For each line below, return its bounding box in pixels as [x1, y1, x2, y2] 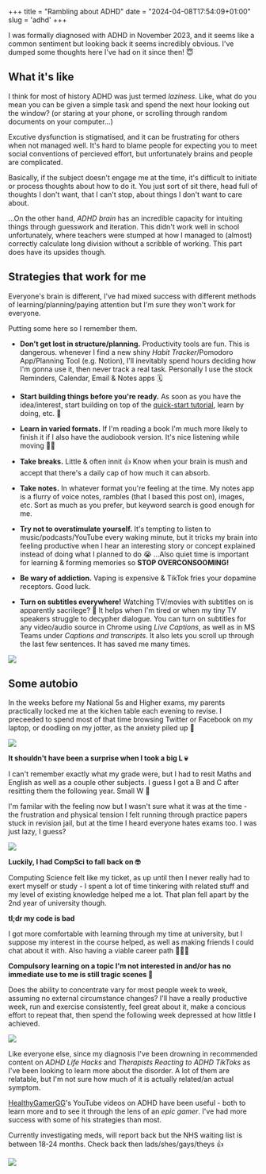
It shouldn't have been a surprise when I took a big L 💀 [8, 753, 188, 763]
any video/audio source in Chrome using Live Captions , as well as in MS [19, 622, 256, 632]
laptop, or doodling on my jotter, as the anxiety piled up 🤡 [8, 723, 196, 733]
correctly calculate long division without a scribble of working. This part [8, 238, 243, 248]
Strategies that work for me [8, 270, 146, 284]
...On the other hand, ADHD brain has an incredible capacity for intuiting [8, 214, 243, 223]
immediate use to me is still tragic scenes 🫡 [8, 970, 154, 980]
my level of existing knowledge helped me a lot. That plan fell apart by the [8, 890, 249, 899]
